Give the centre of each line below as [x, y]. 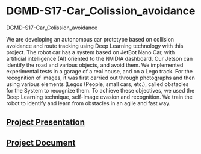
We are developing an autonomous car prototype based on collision [90, 39]
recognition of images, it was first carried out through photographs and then [101, 78]
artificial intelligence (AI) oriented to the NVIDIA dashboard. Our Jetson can [100, 58]
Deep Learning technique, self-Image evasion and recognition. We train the [99, 97]
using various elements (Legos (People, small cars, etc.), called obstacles [97, 84]
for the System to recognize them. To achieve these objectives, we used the [100, 90]
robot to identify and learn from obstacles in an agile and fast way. [88, 103]
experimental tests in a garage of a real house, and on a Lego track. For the [100, 71]
